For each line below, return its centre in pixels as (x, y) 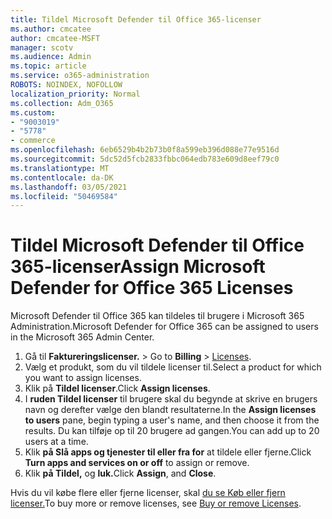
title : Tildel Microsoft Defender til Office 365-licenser (136, 19)
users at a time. (56, 442)
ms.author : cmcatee (51, 29)
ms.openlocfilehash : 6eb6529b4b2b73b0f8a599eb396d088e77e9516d (145, 150)
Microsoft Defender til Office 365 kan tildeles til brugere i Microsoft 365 (157, 316)
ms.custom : (33, 112)
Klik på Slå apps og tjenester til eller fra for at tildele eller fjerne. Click (168, 452)
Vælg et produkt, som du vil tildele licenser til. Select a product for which (173, 367)
